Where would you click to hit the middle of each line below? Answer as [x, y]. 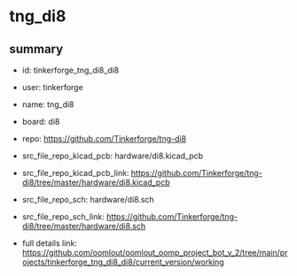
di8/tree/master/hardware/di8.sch [84, 226]
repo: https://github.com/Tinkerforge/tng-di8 [104, 138]
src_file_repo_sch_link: [63, 217]
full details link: [50, 243]
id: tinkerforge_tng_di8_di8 [70, 70]
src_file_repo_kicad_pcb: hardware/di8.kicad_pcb [113, 156]
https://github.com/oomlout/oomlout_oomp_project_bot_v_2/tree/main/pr [155, 253]
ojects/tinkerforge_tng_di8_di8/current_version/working [123, 262]
